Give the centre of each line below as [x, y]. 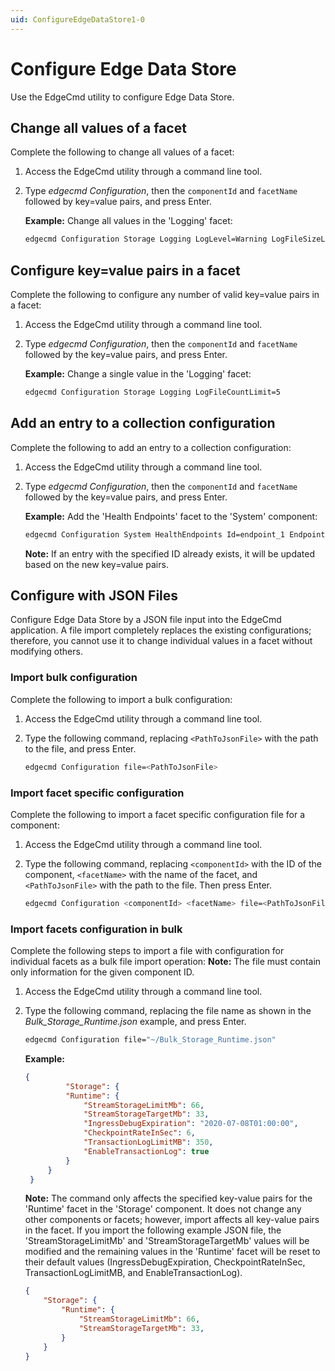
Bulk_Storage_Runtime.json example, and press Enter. [135, 1022]
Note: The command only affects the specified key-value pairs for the [168, 1198]
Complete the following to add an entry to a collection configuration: [151, 447]
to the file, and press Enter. [80, 748]
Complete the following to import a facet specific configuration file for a [158, 814]
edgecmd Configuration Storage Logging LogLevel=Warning [146, 239]
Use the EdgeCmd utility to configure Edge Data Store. [122, 97]
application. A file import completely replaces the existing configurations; [161, 630]
